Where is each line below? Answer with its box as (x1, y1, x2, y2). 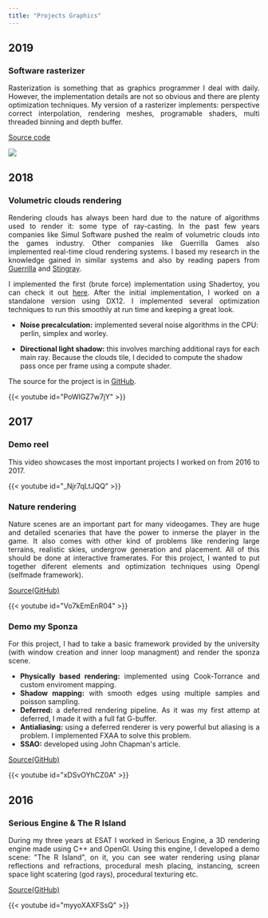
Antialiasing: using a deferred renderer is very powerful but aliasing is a (19, 722, 260, 732)
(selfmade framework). (8, 570, 84, 580)
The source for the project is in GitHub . (8, 377, 137, 386)
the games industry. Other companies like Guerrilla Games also (8, 239, 260, 247)
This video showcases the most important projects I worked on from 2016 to (8, 457, 260, 467)
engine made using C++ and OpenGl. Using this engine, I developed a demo (8, 844, 260, 853)
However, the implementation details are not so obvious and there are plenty (8, 92, 260, 101)
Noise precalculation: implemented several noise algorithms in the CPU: (19, 320, 259, 330)
